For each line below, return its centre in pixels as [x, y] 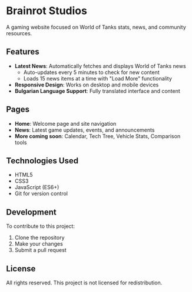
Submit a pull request [40, 250]
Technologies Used [42, 161]
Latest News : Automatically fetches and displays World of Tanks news [100, 66]
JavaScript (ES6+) [37, 187]
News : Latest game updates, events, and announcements [85, 130]
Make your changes [39, 244]
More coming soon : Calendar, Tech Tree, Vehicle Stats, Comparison [97, 136]
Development [32, 212]
